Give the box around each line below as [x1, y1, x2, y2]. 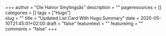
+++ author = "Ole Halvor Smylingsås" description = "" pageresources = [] [5, 5, 161, 10]
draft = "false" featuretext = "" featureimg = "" [46, 20, 143, 26]
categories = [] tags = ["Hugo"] [5, 10, 71, 16]
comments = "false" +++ [5, 26, 57, 32]
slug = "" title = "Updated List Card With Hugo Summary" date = [5, 15, 140, 21]
